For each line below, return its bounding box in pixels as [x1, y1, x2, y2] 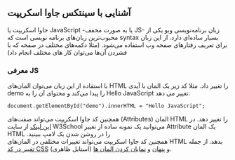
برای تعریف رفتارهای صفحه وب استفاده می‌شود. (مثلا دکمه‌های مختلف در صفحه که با [7, 40, 228, 49]
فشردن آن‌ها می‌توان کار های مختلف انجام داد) [7, 48, 128, 56]
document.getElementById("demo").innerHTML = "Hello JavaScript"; [7, 102, 206, 109]
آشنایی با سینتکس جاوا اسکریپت [7, 7, 131, 19]
